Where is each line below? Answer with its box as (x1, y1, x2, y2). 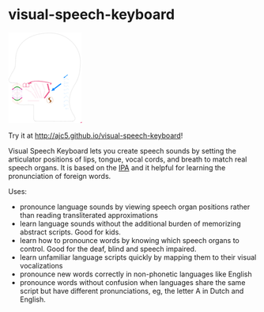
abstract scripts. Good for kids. (19, 227, 121, 237)
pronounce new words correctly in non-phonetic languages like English (19, 269, 253, 279)
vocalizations (19, 261, 63, 270)
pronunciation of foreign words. (8, 171, 111, 181)
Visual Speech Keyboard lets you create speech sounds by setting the (8, 146, 237, 155)
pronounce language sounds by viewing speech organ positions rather (19, 202, 251, 211)
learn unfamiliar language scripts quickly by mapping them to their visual (19, 252, 257, 262)
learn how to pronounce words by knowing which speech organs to (19, 235, 239, 245)
